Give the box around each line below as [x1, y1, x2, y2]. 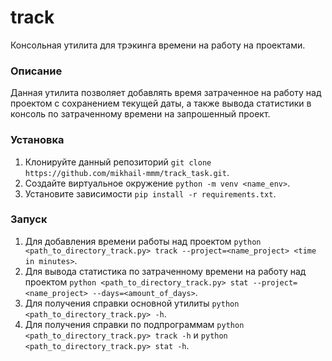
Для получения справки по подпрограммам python [24, 318, 245, 330]
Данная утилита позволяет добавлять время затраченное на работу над [10, 87, 322, 99]
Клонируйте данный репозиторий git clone [24, 156, 212, 168]
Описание [10, 64, 63, 78]
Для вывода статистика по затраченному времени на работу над [24, 265, 307, 277]
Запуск [10, 212, 48, 226]
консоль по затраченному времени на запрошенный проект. [10, 108, 271, 120]
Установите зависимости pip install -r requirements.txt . [24, 187, 277, 200]
